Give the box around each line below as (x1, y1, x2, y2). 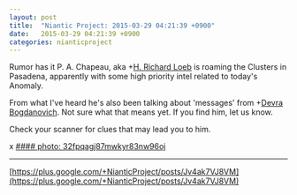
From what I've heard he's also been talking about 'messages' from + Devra (9, 98, 284, 109)
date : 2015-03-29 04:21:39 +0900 (9, 29, 141, 38)
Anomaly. (9, 80, 44, 91)
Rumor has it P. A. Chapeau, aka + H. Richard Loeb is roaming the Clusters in (9, 62, 287, 72)
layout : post (9, 12, 57, 22)
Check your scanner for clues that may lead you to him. (9, 124, 211, 135)
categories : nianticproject (9, 37, 113, 47)
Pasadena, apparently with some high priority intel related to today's (9, 71, 258, 82)
